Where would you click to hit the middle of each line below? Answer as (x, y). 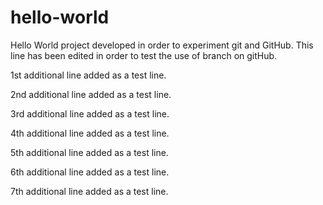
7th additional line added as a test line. (89, 191)
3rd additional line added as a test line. (90, 113)
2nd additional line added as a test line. (91, 94)
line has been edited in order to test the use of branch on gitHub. (144, 55)
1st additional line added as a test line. (88, 75)
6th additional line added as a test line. (90, 172)
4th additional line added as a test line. (90, 133)
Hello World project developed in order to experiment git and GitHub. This (162, 45)
